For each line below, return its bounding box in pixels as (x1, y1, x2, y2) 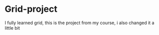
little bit (5, 25, 20, 31)
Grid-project (5, 3, 58, 15)
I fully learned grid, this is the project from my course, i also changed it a (5, 20, 154, 26)
